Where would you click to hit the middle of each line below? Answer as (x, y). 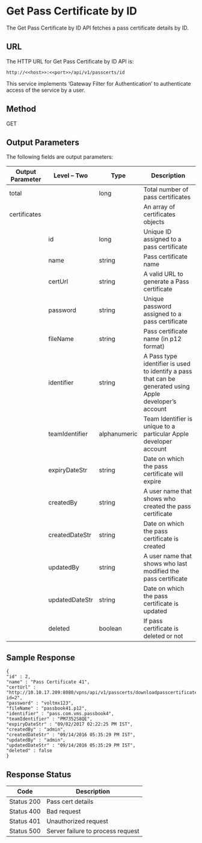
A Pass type (160, 356)
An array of (159, 207)
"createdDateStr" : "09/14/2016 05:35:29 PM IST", (71, 735)
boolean (110, 629)
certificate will (163, 474)
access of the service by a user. (46, 90)
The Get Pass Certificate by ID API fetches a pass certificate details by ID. (97, 28)
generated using (167, 386)
